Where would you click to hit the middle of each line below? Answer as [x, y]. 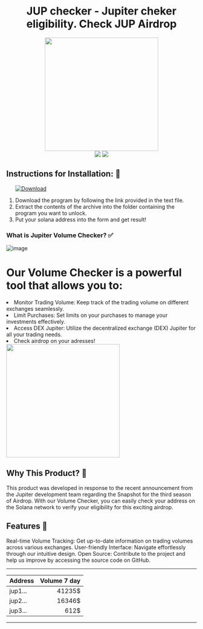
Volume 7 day [60, 581]
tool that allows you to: [64, 286]
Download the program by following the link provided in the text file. [99, 200]
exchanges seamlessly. [35, 308]
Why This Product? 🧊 [47, 473]
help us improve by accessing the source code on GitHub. [79, 560]
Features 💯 [27, 526]
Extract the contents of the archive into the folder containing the [95, 206]
